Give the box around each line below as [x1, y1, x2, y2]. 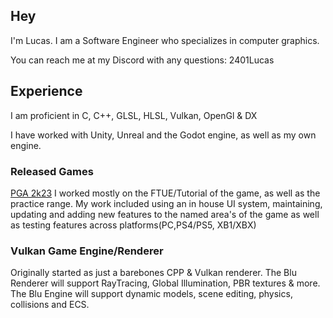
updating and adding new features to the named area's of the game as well [10, 208, 320, 220]
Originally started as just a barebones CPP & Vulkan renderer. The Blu [10, 267, 297, 279]
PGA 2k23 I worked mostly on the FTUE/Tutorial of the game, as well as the [10, 187, 321, 199]
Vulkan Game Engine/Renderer [10, 244, 164, 258]
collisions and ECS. [10, 299, 90, 311]
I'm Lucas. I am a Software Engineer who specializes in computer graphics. [10, 34, 320, 46]
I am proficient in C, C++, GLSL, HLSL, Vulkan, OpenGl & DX [10, 109, 258, 121]
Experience [10, 83, 83, 100]
